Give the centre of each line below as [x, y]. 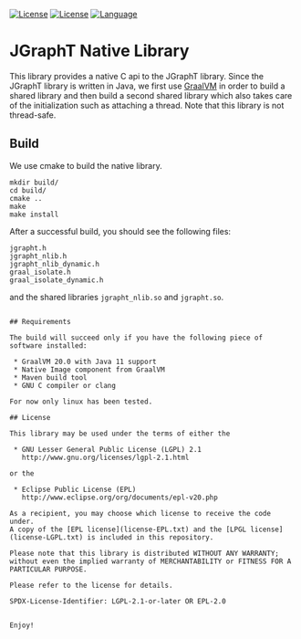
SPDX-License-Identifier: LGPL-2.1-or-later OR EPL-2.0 [118, 601]
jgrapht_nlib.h [38, 256]
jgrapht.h [28, 248]
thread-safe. [33, 115]
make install [34, 215]
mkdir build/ [34, 183]
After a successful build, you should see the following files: [120, 231]
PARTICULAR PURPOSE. [49, 569]
